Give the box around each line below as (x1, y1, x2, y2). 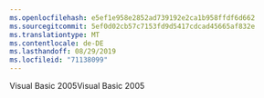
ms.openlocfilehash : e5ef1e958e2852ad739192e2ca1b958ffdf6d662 (9, 13, 256, 23)
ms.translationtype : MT (9, 30, 100, 39)
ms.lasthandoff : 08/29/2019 (9, 47, 117, 56)
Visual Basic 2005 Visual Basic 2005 (9, 81, 145, 91)
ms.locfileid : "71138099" (9, 55, 108, 64)
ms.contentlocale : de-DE (9, 38, 104, 48)
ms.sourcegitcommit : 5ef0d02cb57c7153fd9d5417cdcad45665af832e (9, 22, 256, 31)
